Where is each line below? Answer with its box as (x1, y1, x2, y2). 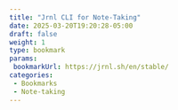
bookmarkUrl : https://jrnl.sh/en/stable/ (12, 63, 169, 72)
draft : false (9, 29, 58, 38)
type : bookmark (9, 46, 66, 55)
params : (9, 54, 38, 63)
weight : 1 (9, 37, 46, 47)
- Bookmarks (12, 79, 58, 88)
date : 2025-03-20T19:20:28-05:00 (9, 21, 133, 30)
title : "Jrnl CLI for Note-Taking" (9, 12, 142, 22)
